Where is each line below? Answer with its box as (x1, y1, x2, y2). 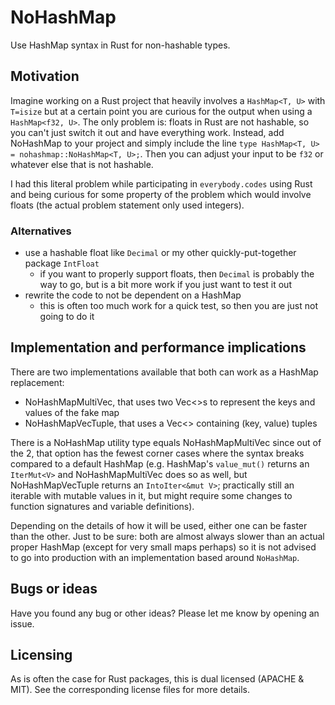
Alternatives (10, 224, 72, 238)
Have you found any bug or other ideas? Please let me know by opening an (10, 607, 320, 619)
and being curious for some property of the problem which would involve (10, 188, 312, 200)
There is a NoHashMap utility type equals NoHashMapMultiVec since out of (10, 436, 322, 448)
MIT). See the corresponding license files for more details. (10, 684, 250, 696)
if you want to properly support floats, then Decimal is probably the (39, 268, 315, 280)
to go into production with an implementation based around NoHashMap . (10, 551, 300, 563)
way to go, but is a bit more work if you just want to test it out (39, 279, 292, 291)
